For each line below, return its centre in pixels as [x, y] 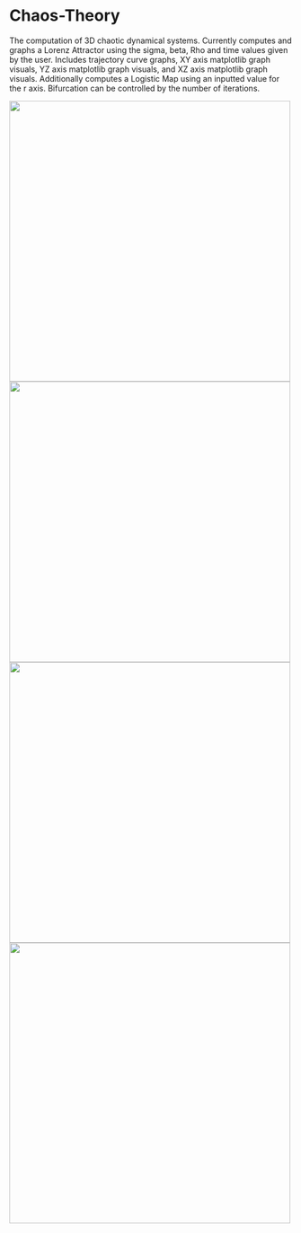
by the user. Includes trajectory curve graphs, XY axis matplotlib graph [140, 59]
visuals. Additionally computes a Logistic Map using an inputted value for [145, 78]
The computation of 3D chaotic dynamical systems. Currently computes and [150, 40]
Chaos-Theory [65, 16]
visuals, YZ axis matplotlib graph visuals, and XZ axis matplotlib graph [138, 69]
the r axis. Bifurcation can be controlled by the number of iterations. [135, 88]
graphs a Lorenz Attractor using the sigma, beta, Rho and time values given [149, 49]
